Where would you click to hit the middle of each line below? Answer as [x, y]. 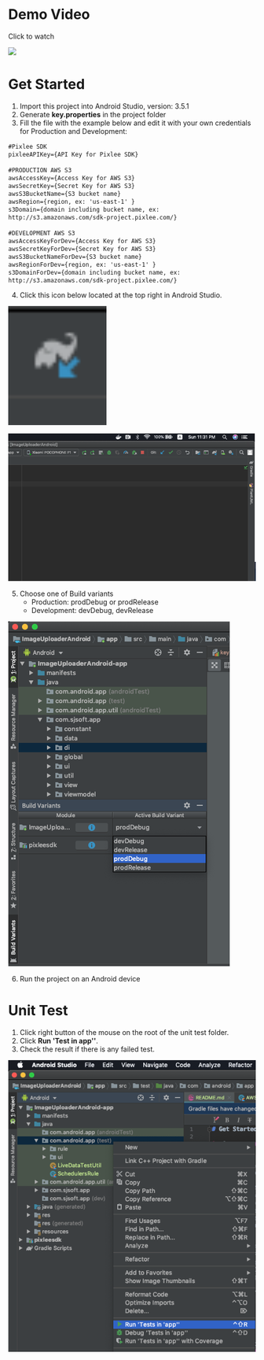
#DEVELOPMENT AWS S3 [42, 233]
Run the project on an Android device [80, 979]
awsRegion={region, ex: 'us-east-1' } [71, 201]
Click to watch [31, 36]
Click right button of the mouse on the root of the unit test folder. [124, 1033]
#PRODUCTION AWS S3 [40, 170]
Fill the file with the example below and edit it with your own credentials [135, 123]
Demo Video [49, 15]
